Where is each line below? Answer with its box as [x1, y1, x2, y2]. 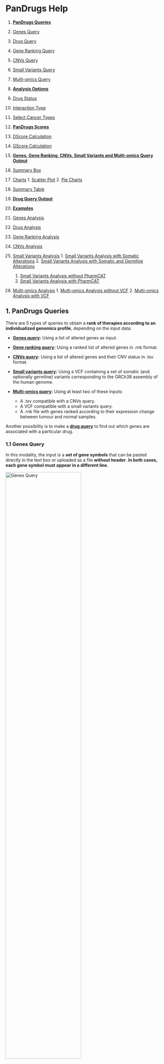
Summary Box [12, 167, 41, 173]
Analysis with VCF [12, 293, 49, 299]
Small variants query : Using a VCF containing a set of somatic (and [12, 368, 150, 374]
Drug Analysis [12, 224, 41, 230]
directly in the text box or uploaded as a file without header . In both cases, [5, 457, 158, 463]
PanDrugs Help [5, 3, 68, 14]
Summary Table [12, 186, 45, 192]
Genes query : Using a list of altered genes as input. [12, 335, 117, 340]
